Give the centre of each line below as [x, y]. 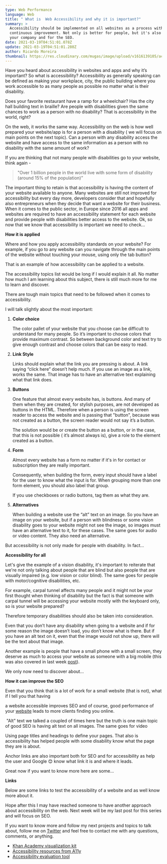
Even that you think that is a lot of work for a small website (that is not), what [83, 691]
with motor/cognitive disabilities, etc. [43, 581]
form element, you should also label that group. [61, 486]
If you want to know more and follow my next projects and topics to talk [78, 826]
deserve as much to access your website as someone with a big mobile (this [83, 656]
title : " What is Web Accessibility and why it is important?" [73, 19]
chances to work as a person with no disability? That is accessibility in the [81, 112]
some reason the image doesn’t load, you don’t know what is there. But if [80, 631]
